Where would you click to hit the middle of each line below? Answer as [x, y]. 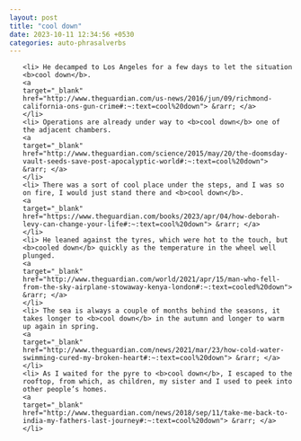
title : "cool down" [46, 26]
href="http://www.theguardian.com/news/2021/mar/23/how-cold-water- [153, 350]
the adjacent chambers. [67, 130]
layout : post [34, 18]
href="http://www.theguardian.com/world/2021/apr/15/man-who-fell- [151, 279]
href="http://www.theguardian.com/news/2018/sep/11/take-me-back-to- [155, 413]
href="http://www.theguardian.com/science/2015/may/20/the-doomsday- [155, 154]
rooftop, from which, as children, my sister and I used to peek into [157, 382]
